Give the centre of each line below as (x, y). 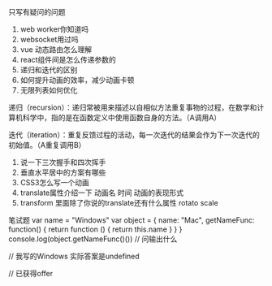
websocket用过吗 (49, 39)
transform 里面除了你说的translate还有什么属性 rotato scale (119, 203)
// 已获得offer (31, 273)
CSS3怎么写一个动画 (54, 182)
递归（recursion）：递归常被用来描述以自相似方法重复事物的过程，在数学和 (133, 107)
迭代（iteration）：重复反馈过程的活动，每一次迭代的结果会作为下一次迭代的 (134, 135)
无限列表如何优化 (49, 90)
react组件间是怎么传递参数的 (68, 60)
